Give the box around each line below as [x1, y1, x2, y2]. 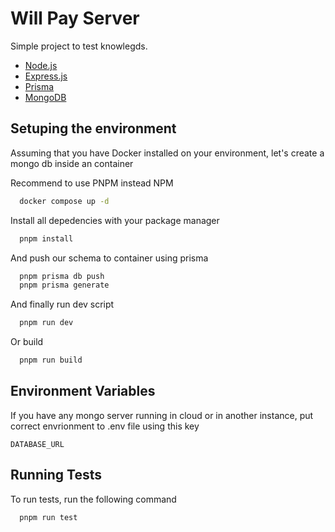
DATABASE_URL [10, 439, 65, 449]
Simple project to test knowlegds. [10, 40, 148, 52]
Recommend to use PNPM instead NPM [10, 177, 174, 189]
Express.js [24, 70, 68, 82]
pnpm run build [19, 355, 83, 366]
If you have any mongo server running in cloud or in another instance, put [10, 409, 314, 421]
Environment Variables [10, 383, 156, 400]
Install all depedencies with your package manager [10, 214, 220, 226]
